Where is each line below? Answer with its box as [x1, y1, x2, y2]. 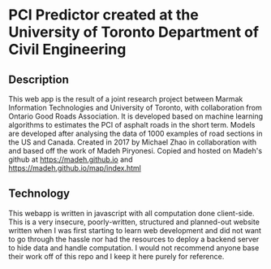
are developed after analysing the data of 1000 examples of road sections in [8, 128, 263, 138]
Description [8, 72, 69, 86]
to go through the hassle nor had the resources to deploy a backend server [8, 234, 260, 244]
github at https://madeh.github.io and [8, 154, 133, 164]
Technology [8, 187, 71, 201]
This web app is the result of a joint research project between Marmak [8, 94, 243, 103]
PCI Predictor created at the [8, 6, 199, 24]
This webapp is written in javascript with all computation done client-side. [8, 208, 255, 218]
